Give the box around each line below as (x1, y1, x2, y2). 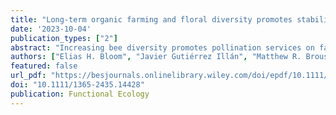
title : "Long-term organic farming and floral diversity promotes (10, 14, 293, 25)
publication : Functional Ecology (10, 89, 150, 99)
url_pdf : (10, 71, 47, 81)
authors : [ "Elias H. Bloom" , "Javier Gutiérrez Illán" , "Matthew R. (10, 52, 302, 62)
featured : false (10, 61, 78, 71)
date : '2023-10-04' (10, 24, 92, 34)
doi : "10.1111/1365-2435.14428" (10, 80, 145, 90)
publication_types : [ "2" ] (10, 33, 118, 43)
